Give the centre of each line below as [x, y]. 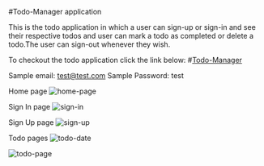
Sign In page [30, 107]
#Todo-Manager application [55, 12]
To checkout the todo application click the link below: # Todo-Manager [126, 60]
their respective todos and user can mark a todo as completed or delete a [131, 36]
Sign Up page [31, 122]
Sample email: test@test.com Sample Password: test [96, 75]
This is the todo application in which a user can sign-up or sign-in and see [132, 27]
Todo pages [28, 138]
